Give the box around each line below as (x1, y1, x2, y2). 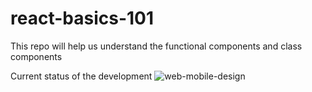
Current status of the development (10, 70, 153, 82)
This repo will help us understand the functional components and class (10, 40, 303, 52)
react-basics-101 (10, 7, 155, 30)
